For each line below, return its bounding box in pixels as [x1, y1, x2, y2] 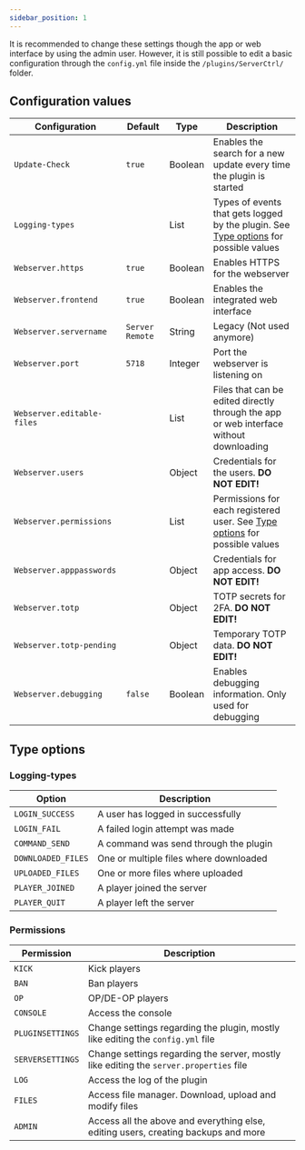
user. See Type [212, 515, 278, 528]
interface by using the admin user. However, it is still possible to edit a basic [9, 47, 293, 59]
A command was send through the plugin [96, 837, 273, 850]
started [212, 181, 244, 194]
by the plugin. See [212, 219, 290, 232]
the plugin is [212, 170, 266, 183]
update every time [212, 158, 290, 171]
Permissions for [212, 493, 280, 505]
